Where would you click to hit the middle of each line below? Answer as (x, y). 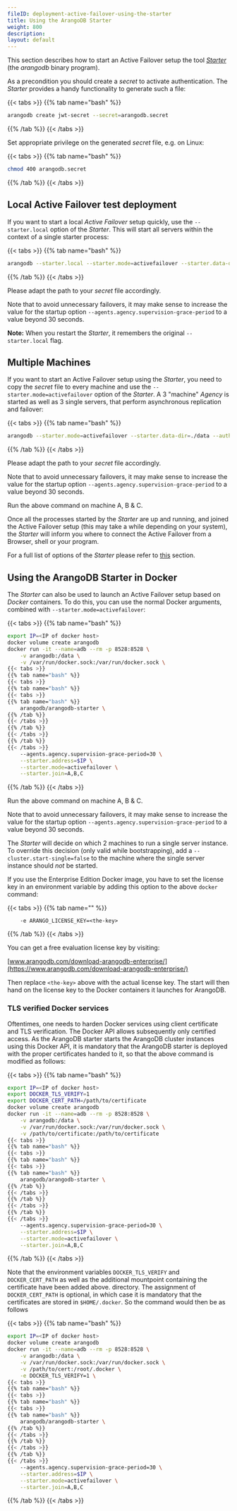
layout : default (31, 40)
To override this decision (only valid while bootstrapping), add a (100, 851)
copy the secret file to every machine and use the (79, 387)
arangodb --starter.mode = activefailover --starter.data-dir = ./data (109, 436)
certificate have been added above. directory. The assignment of (102, 1287)
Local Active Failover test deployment (92, 205)
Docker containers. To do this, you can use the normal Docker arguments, (115, 602)
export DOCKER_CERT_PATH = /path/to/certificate (77, 1101)
